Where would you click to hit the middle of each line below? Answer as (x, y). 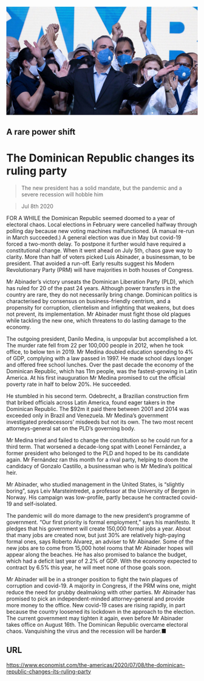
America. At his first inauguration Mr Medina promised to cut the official (96, 377)
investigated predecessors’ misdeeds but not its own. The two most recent (100, 422)
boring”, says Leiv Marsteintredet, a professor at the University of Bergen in (101, 491)
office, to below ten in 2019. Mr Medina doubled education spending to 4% (100, 352)
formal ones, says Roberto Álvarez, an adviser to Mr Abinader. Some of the (100, 541)
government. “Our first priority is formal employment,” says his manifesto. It (101, 522)
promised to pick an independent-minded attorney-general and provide (96, 599)
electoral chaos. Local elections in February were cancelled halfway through (102, 224)
